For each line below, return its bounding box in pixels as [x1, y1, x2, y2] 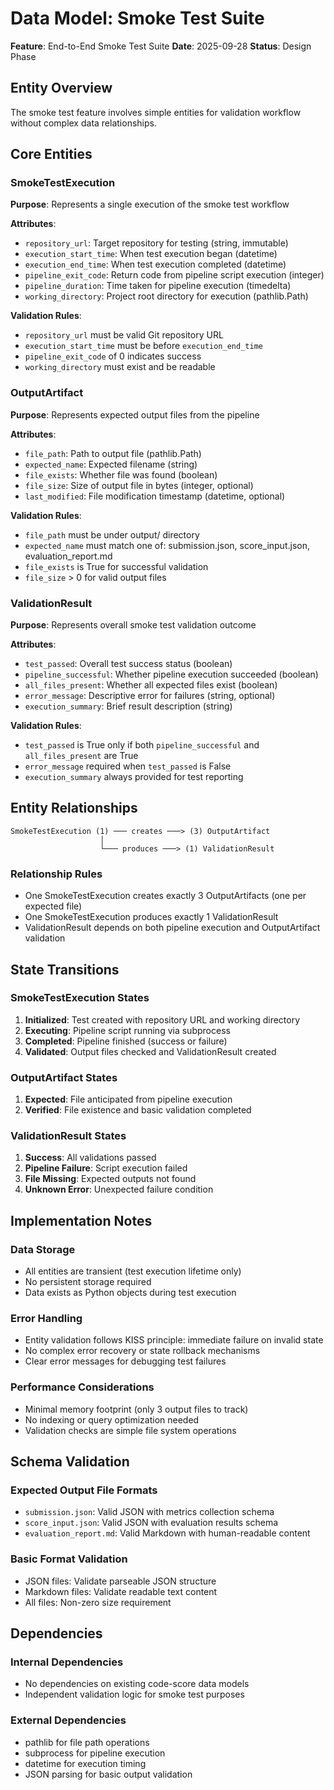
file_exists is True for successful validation [24, 560, 209, 572]
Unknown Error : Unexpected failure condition [24, 1183, 214, 1196]
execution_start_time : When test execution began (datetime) [24, 248, 278, 260]
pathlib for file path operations [24, 1736, 150, 1748]
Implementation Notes [10, 1212, 153, 1229]
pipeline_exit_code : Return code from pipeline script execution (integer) [24, 269, 325, 281]
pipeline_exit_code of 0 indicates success [24, 350, 202, 362]
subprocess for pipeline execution [24, 1747, 166, 1759]
